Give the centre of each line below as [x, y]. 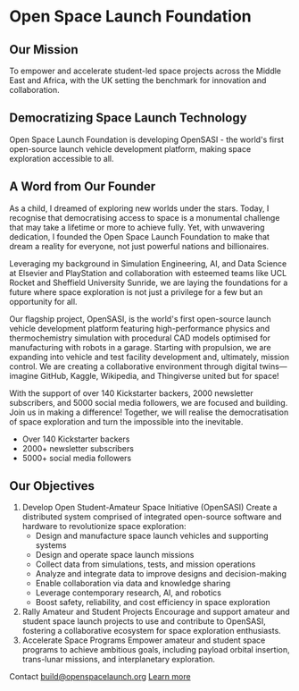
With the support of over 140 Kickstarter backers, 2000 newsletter [131, 393]
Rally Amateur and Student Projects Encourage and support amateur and [156, 612]
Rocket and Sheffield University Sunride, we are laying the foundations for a [149, 282]
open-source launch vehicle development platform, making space [130, 148]
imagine [24, 375]
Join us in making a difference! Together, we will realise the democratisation [149, 412]
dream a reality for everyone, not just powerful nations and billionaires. [139, 246]
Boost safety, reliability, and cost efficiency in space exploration [153, 603]
